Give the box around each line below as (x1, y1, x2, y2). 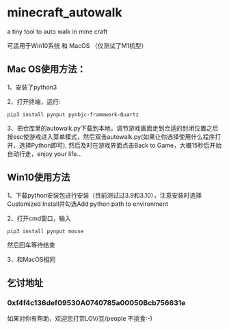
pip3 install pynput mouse (7, 228, 84, 235)
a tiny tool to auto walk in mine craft (7, 27, 108, 36)
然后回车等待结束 (7, 241, 55, 249)
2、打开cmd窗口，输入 (7, 214, 72, 222)
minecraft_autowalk (7, 5, 122, 21)
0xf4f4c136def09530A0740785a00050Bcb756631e (7, 298, 186, 307)
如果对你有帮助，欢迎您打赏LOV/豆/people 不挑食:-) (7, 315, 152, 323)
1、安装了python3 (7, 83, 57, 91)
